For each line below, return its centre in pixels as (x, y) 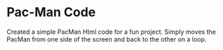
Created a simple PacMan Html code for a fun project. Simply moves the (111, 32)
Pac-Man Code (51, 12)
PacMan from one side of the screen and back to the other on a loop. (107, 39)
